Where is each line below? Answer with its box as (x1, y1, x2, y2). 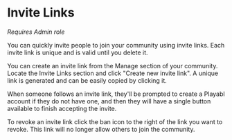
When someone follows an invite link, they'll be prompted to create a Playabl (7, 90, 225, 98)
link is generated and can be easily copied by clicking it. (7, 76, 168, 84)
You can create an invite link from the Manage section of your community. (7, 61, 218, 70)
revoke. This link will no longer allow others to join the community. (7, 125, 195, 133)
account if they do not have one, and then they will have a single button (7, 97, 211, 105)
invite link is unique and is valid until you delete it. (7, 48, 148, 57)
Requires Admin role (7, 28, 65, 36)
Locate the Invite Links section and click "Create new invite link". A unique (7, 69, 219, 77)
